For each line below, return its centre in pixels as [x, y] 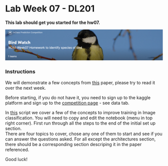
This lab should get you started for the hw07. [53, 22]
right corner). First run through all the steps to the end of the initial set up [80, 123]
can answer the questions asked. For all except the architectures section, [80, 139]
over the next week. [25, 88]
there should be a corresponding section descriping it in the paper [73, 144]
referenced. [17, 150]
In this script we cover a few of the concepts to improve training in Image [80, 112]
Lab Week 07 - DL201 [50, 9]
